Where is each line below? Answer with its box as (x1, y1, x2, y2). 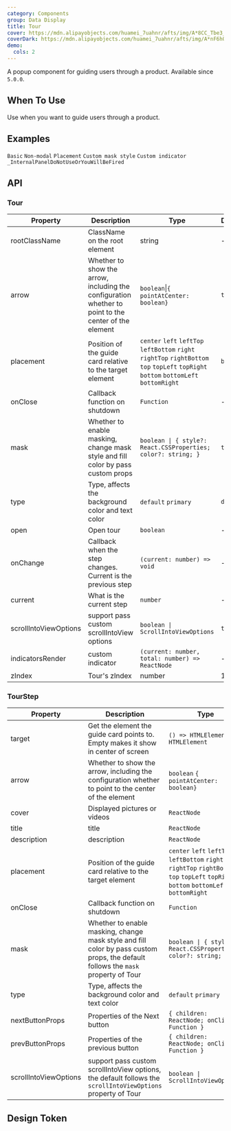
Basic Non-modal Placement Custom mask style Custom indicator (7, 152, 187, 159)
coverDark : (7, 36, 38, 43)
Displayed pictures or (87, 804, 157, 813)
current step (87, 600, 128, 609)
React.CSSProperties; (140, 444, 211, 451)
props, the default (87, 952, 146, 962)
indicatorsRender (10, 654, 67, 664)
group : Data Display (7, 17, 67, 23)
